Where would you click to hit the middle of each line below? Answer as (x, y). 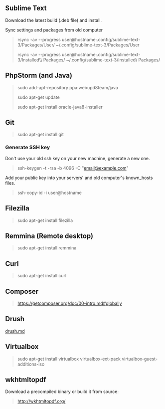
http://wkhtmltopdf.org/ (41, 402)
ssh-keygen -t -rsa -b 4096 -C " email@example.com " (73, 168)
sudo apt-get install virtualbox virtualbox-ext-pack (69, 359)
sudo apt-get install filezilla (45, 220)
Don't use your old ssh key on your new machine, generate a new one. (78, 158)
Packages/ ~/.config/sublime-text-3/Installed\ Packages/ (102, 60)
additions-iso (31, 364)
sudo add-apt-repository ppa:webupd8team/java (68, 87)
